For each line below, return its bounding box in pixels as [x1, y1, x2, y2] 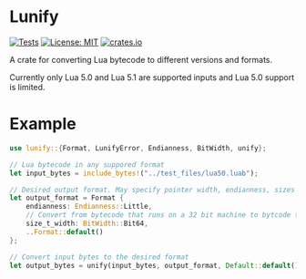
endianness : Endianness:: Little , [25, 202, 153, 212]
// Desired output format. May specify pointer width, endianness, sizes [9, 185, 296, 194]
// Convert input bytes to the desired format [9, 253, 189, 262]
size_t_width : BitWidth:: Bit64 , [25, 219, 148, 228]
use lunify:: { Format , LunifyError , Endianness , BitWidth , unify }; [9, 143, 267, 152]
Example [9, 114, 76, 134]
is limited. [9, 81, 46, 92]
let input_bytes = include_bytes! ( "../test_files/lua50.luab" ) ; [9, 169, 259, 178]
